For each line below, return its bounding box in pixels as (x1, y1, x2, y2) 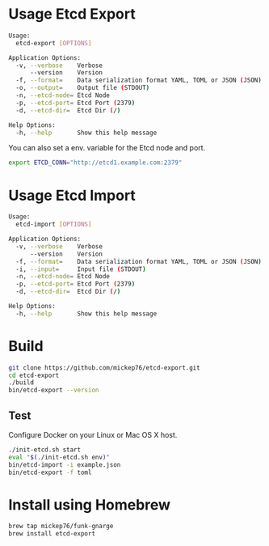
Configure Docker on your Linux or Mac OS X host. (8, 430, 178, 439)
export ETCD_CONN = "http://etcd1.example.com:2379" (8, 159, 183, 167)
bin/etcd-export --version (8, 386, 99, 395)
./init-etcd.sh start (8, 446, 82, 454)
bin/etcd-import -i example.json (8, 460, 121, 469)
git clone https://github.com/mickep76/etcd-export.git (8, 363, 200, 372)
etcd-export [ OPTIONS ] (15, 39, 92, 47)
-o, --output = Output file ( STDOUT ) (15, 84, 150, 92)
